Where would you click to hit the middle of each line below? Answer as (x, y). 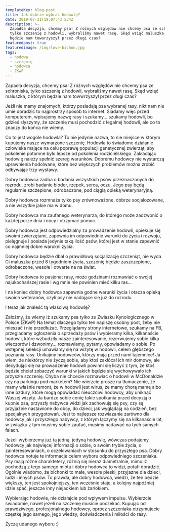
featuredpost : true (26, 43)
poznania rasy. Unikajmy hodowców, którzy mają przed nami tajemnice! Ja (83, 355)
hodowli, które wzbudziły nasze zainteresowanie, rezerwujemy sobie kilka (82, 339)
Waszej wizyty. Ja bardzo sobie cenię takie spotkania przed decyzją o (78, 398)
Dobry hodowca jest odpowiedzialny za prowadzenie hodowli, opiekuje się (83, 230)
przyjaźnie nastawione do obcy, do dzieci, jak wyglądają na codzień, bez (81, 408)
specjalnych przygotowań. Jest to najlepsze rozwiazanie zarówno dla (78, 414)
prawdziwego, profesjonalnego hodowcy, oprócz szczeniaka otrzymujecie (83, 509)
